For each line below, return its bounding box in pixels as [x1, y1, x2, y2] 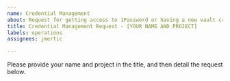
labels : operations [7, 29, 63, 36]
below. [7, 68, 26, 76]
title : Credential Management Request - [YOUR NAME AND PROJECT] [7, 23, 197, 30]
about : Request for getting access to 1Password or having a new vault [7, 16, 216, 23]
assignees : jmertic [7, 36, 63, 43]
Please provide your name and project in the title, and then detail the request [7, 60, 223, 69]
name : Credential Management [7, 10, 90, 17]
